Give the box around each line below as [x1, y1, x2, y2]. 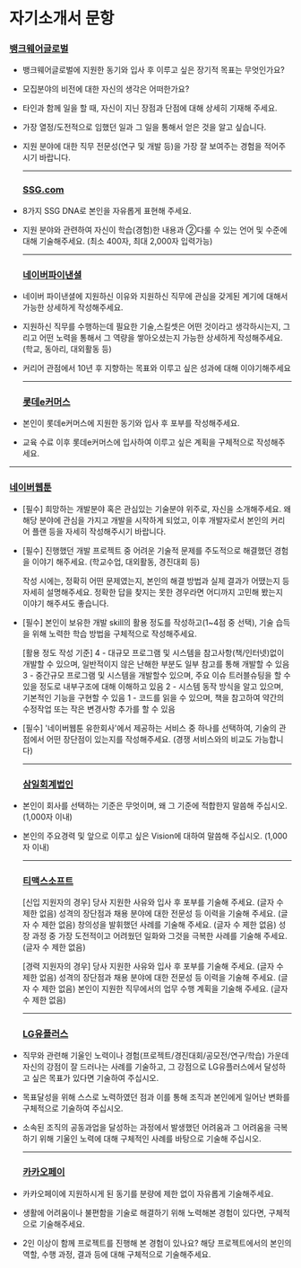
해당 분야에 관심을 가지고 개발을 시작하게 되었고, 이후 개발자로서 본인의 [21, 514, 269, 526]
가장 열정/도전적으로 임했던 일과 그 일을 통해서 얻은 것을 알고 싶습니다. [21, 122, 267, 133]
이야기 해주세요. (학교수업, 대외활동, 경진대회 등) [31, 556, 201, 567]
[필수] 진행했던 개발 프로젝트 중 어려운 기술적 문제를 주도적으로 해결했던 [21, 545, 272, 555]
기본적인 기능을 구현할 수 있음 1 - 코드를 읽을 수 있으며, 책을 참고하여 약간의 [21, 692, 285, 703]
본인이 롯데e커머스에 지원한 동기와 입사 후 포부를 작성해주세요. [21, 418, 240, 429]
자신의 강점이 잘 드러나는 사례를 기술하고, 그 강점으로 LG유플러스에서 [21, 1061, 262, 1072]
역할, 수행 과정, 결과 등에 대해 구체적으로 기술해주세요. [21, 1248, 211, 1259]
